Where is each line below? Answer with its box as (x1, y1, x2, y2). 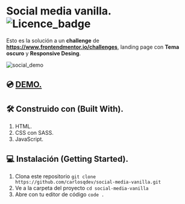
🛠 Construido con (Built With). (6, 104, 124, 114)
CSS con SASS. (14, 129, 54, 137)
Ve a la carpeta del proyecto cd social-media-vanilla (14, 184, 149, 191)
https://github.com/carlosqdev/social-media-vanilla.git (14, 179, 161, 185)
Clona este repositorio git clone (14, 173, 96, 180)
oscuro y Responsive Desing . (6, 49, 81, 57)
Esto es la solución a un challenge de (6, 37, 99, 44)
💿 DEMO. (6, 79, 42, 90)
